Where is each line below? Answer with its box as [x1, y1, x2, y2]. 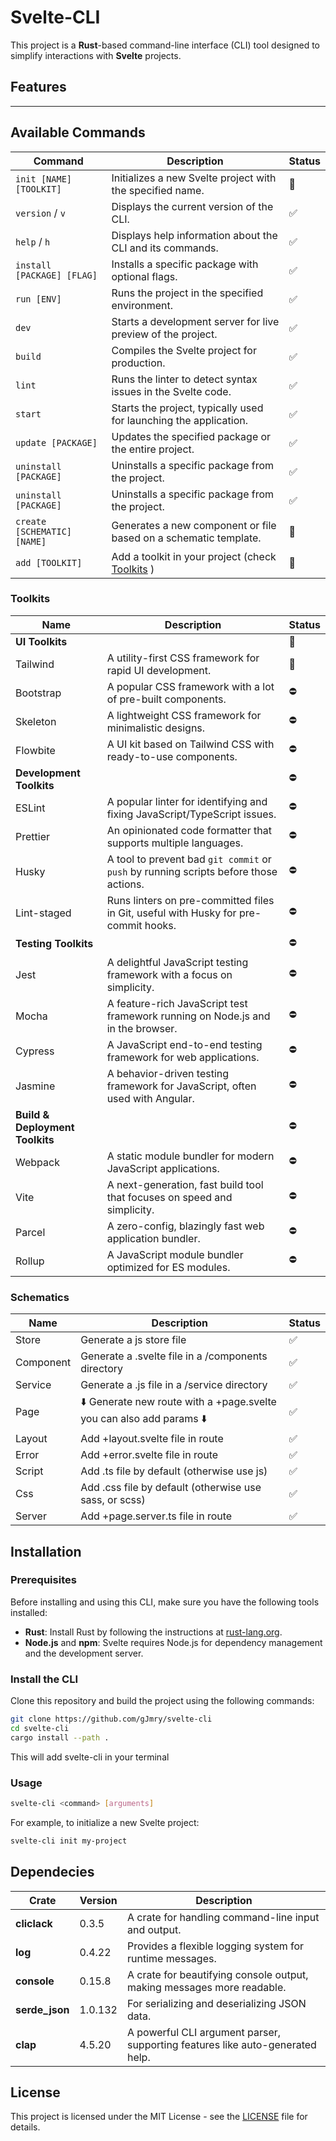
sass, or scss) [80, 1493, 146, 1507]
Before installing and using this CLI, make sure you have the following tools [10, 1596, 320, 1608]
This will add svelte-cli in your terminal [10, 1751, 170, 1763]
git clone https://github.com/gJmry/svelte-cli [10, 1714, 213, 1725]
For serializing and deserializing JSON [126, 1996, 307, 2010]
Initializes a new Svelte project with [111, 171, 277, 185]
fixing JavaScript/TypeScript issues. [106, 807, 277, 821]
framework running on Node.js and [106, 1009, 271, 1023]
